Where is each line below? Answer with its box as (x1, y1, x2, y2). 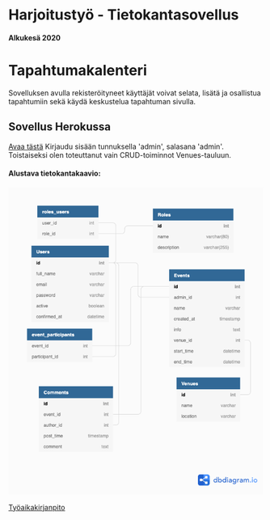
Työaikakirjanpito (8, 502, 65, 512)
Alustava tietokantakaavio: (8, 168, 101, 179)
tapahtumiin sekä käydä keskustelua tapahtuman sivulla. (8, 96, 196, 106)
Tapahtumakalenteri (8, 61, 147, 79)
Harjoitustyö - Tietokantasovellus (8, 6, 239, 24)
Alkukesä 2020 (8, 32, 61, 42)
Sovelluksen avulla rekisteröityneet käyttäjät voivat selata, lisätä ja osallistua (8, 87, 261, 98)
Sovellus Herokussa (8, 120, 112, 134)
